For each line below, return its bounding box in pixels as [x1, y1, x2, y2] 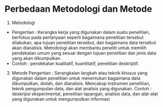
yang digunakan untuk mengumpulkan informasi [11, 96, 110, 102]
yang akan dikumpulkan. [11, 55, 62, 61]
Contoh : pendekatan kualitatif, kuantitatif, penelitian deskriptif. [11, 60, 139, 66]
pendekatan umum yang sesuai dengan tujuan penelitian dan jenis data [11, 50, 157, 56]
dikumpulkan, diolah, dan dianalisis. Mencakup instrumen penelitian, [11, 80, 151, 86]
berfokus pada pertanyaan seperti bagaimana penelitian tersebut [11, 34, 144, 40]
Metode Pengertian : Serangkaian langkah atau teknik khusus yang [11, 70, 148, 76]
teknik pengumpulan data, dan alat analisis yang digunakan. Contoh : [11, 85, 152, 91]
